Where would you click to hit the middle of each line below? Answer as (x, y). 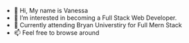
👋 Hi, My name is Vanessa (51, 11)
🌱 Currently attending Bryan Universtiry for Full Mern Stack (98, 25)
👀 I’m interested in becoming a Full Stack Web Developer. (95, 18)
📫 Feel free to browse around (56, 33)
